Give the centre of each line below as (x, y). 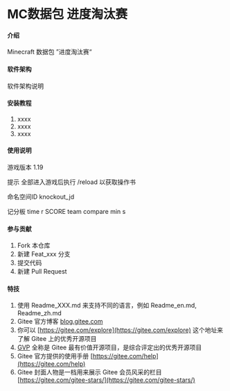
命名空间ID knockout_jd (41, 197)
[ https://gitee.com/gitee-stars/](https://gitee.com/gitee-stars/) (106, 380)
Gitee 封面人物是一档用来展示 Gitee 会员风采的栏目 (89, 372)
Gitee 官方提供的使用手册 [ (55, 356)
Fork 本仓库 (34, 246)
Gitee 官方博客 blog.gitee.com (60, 322)
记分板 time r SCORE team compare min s (67, 211)
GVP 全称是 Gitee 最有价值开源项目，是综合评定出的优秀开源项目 (109, 347)
